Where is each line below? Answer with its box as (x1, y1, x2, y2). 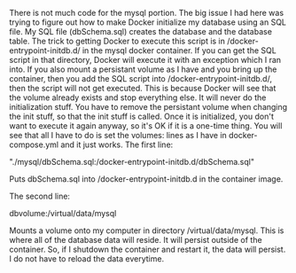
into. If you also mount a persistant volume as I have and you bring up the (9, 64, 277, 74)
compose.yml (9, 139, 59, 150)
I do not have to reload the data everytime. (9, 253, 165, 264)
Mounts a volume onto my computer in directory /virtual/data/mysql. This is (9, 225, 284, 236)
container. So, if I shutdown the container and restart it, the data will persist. (9, 244, 286, 254)
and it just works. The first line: (60, 139, 174, 150)
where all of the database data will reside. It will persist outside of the (9, 235, 263, 245)
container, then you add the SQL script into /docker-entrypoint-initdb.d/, (9, 74, 273, 83)
